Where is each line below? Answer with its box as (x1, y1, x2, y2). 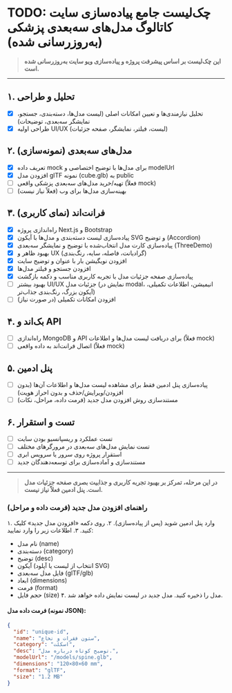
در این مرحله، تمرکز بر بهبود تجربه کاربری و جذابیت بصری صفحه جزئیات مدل (23, 478, 217, 486)
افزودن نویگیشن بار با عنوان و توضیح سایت (17, 257, 127, 265)
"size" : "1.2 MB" (13, 673, 64, 680)
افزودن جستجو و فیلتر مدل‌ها (17, 265, 91, 273)
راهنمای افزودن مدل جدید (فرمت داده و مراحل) (7, 503, 148, 513)
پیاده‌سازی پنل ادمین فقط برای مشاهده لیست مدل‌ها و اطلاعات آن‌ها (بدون (17, 381, 209, 389)
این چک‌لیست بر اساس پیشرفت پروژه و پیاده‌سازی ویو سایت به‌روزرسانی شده (23, 57, 221, 65)
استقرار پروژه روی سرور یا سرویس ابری (17, 450, 122, 459)
